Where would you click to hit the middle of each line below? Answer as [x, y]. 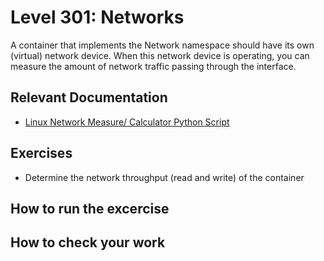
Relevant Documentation [89, 97]
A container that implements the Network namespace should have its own [162, 45]
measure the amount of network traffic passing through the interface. [153, 66]
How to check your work [88, 242]
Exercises [41, 153]
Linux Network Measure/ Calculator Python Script [127, 122]
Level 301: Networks [97, 17]
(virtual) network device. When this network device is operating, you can [160, 55]
